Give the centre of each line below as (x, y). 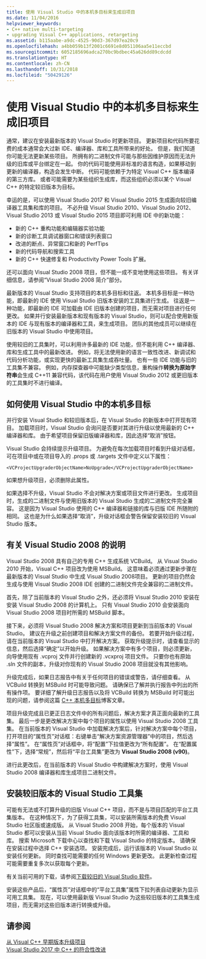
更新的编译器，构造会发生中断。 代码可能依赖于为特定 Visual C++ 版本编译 (101, 172)
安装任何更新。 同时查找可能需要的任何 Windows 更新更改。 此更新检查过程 (102, 856)
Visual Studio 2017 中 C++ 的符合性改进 (56, 950)
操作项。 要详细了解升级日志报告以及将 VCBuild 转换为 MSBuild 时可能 (100, 692)
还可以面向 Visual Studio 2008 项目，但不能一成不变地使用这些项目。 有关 (100, 272)
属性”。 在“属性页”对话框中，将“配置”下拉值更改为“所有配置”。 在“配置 (103, 744)
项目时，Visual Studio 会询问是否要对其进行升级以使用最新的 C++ (112, 428)
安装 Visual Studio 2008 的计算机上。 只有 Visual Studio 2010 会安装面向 (98, 605)
